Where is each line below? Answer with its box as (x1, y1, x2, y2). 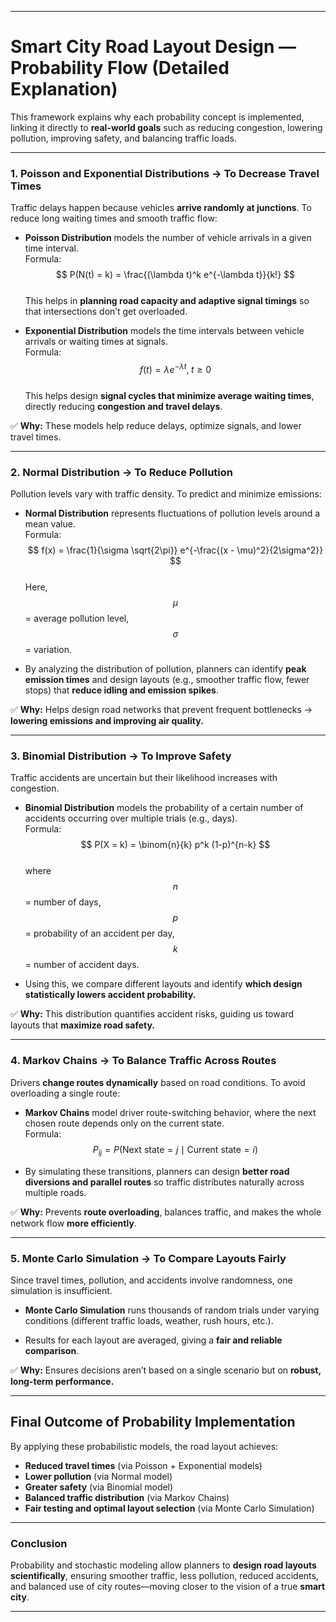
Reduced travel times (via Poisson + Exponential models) (24, 1459, 263, 1471)
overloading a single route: (10, 1087, 121, 1099)
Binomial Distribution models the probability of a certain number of (24, 802, 304, 814)
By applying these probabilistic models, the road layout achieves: (10, 1440, 279, 1452)
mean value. (24, 518, 76, 530)
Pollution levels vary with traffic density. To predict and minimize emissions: (10, 488, 322, 500)
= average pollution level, (24, 612, 130, 625)
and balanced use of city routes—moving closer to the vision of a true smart (10, 1580, 326, 1592)
